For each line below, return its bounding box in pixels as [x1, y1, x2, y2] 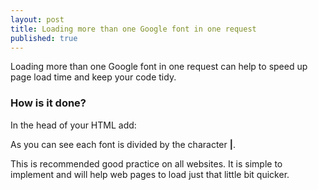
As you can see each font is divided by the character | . [10, 138, 236, 150]
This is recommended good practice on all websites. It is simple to [10, 157, 283, 170]
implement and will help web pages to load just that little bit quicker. [10, 168, 290, 180]
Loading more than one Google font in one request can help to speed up [10, 61, 308, 73]
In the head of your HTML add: [10, 119, 137, 131]
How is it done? [10, 96, 87, 110]
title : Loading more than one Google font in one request [10, 24, 257, 34]
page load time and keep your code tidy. [10, 71, 177, 83]
